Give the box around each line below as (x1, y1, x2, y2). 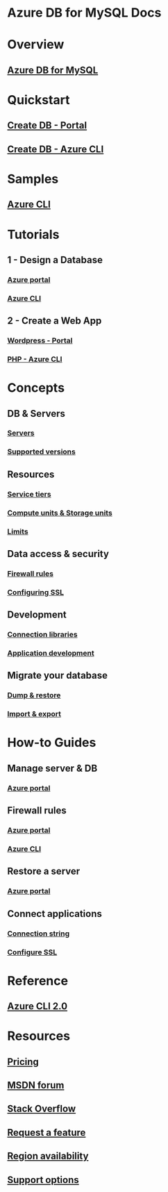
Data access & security (7, 547, 110, 560)
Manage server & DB (7, 762, 98, 774)
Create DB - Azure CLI (7, 143, 104, 155)
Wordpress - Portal (7, 336, 73, 345)
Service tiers (7, 489, 51, 499)
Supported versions (7, 447, 76, 456)
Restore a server (7, 866, 81, 877)
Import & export (7, 709, 61, 719)
